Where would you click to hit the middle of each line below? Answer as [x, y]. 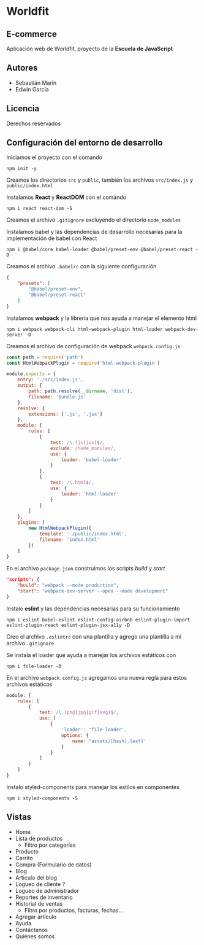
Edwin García [32, 89]
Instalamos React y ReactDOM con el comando [66, 197]
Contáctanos [31, 930]
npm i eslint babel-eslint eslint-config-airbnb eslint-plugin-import [98, 620]
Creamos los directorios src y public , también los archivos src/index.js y [100, 180]
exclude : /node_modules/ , [83, 448]
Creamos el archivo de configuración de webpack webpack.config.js [93, 346]
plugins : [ [31, 523]
